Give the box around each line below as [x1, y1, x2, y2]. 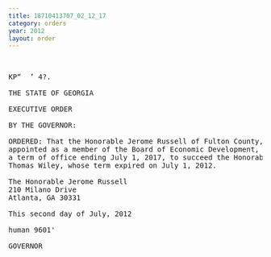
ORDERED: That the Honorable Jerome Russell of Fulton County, [8, 137, 264, 146]
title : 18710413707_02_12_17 [8, 11, 106, 20]
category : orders [8, 19, 67, 27]
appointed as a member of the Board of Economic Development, [8, 145, 260, 154]
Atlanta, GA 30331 [8, 193, 81, 202]
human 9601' [8, 226, 56, 234]
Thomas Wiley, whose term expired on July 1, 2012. [8, 161, 218, 170]
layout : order [8, 34, 56, 43]
